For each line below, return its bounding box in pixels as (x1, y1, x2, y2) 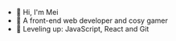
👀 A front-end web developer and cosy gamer (15, 16, 169, 25)
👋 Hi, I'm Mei (15, 8, 59, 17)
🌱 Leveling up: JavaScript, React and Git (15, 24, 149, 33)
